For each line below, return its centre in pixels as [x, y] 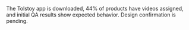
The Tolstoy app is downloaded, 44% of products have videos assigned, [95, 9]
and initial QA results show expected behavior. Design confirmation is [91, 15]
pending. [17, 21]
